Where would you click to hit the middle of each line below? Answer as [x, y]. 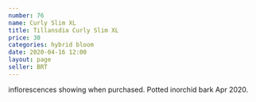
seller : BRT [28, 67]
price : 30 [25, 38]
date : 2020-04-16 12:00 [48, 52]
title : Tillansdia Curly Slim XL [64, 30]
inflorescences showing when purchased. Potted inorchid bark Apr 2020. [128, 89]
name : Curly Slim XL [43, 23]
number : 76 [26, 15]
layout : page [30, 60]
